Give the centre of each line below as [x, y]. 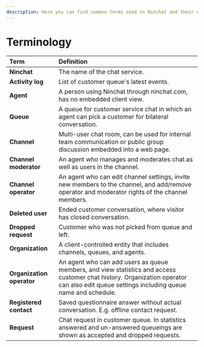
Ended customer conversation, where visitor [121, 209]
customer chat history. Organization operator [123, 277]
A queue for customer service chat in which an [125, 109]
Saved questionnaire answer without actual [120, 302]
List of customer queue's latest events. [114, 82]
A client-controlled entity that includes [114, 244]
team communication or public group [111, 142]
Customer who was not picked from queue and [125, 227]
